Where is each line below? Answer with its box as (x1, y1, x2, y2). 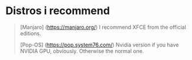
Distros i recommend (5, 4, 110, 18)
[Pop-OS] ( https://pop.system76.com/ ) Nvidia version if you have (19, 41, 179, 48)
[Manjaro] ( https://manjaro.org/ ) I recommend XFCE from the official (19, 24, 187, 31)
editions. (19, 29, 41, 36)
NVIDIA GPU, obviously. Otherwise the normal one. (19, 47, 144, 54)
